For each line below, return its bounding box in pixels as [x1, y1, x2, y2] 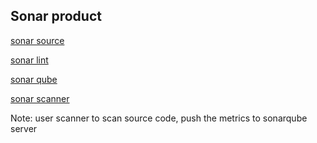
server [10, 122, 38, 134]
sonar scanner [10, 92, 70, 104]
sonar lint [10, 54, 49, 66]
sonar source [10, 34, 65, 46]
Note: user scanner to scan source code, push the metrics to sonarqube [10, 112, 308, 124]
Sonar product [10, 8, 102, 25]
